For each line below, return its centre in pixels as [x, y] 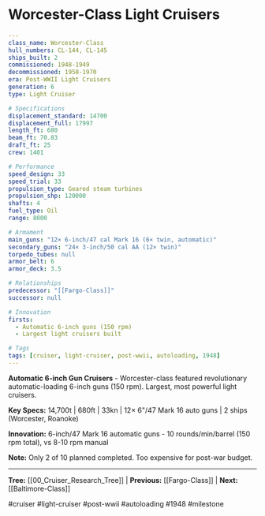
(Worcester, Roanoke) [43, 418]
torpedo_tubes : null [42, 254]
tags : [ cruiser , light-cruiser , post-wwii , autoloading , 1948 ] [114, 356]
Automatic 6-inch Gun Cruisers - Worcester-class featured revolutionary [128, 378]
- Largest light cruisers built [69, 334]
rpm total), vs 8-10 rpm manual [58, 442]
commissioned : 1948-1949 [49, 65]
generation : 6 [32, 87]
